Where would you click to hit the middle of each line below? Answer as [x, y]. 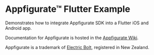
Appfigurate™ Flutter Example [68, 9]
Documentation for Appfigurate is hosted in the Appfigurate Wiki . [72, 38]
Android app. [18, 28]
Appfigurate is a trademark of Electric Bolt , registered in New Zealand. [77, 47]
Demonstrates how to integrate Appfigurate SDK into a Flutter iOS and [77, 23]
